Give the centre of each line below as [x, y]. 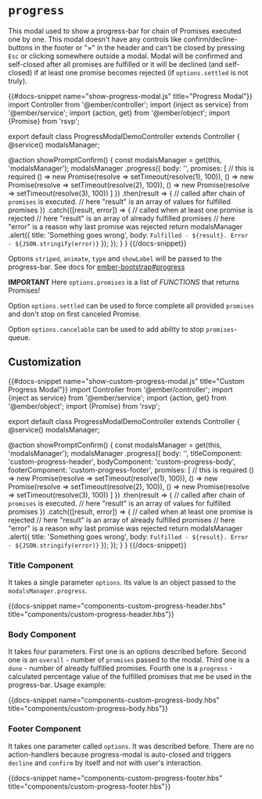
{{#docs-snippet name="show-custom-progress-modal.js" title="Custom [126, 381]
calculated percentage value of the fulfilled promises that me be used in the [130, 677]
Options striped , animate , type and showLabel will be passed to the [115, 258]
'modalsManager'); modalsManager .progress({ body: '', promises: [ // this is [131, 168]
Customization [45, 362]
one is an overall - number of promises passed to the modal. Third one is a [129, 660]
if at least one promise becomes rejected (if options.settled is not [141, 72]
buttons [20, 47]
